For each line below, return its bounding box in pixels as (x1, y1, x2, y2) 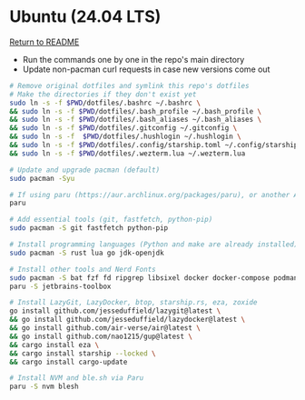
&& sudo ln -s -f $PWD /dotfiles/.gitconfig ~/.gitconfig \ (9, 124, 238, 133)
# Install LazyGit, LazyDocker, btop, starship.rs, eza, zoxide (9, 298, 258, 307)
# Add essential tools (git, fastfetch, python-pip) (9, 215, 213, 225)
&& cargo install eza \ (9, 340, 100, 349)
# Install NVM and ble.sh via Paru (9, 374, 144, 383)
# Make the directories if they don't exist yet (9, 89, 197, 99)
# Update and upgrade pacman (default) (9, 165, 161, 175)
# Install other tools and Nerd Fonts (9, 265, 156, 274)
